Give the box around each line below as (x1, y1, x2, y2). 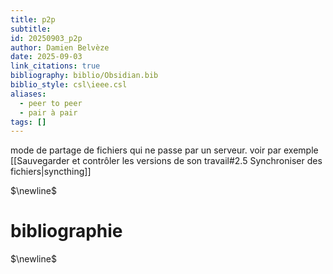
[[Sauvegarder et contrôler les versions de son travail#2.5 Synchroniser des (10, 155, 323, 167)
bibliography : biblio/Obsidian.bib (10, 71, 159, 81)
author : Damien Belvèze (10, 42, 110, 53)
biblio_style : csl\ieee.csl (10, 80, 128, 90)
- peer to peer (19, 98, 83, 108)
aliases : (10, 89, 47, 99)
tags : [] (10, 117, 47, 127)
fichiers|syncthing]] (10, 166, 92, 178)
